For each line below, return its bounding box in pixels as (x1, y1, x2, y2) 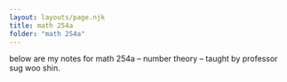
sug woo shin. (9, 63, 60, 73)
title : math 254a (9, 21, 74, 30)
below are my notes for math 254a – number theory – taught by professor (9, 54, 278, 64)
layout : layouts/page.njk (9, 12, 105, 22)
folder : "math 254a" (9, 29, 86, 38)
